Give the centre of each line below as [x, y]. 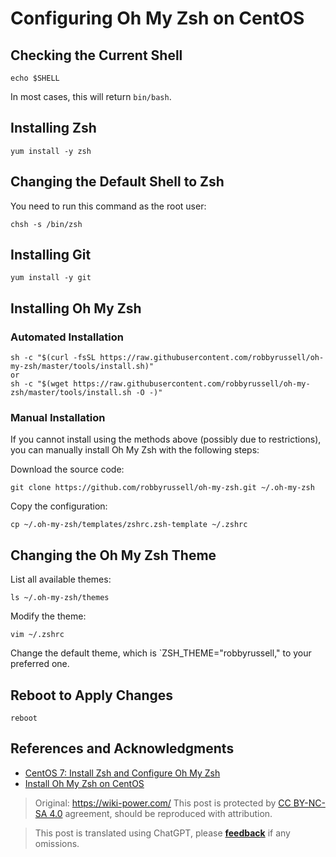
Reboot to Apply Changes [92, 695]
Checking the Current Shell [96, 55]
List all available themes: [61, 579]
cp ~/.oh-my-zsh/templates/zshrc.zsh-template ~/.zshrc [129, 525]
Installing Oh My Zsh [76, 308]
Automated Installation [67, 337]
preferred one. [40, 664]
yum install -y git [51, 278]
